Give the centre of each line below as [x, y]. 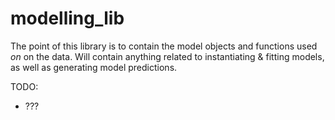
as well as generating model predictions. [94, 67]
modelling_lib [67, 18]
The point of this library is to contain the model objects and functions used [164, 46]
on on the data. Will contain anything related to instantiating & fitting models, [167, 56]
